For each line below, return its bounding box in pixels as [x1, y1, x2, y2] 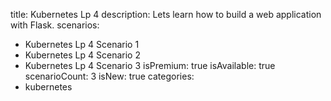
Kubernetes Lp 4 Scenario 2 [24, 49, 141, 61]
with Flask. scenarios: [10, 19, 100, 31]
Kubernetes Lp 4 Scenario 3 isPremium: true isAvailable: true [24, 60, 276, 71]
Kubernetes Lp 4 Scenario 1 [24, 39, 140, 50]
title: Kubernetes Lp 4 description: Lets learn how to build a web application [10, 9, 322, 20]
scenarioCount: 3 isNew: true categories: [24, 70, 195, 82]
